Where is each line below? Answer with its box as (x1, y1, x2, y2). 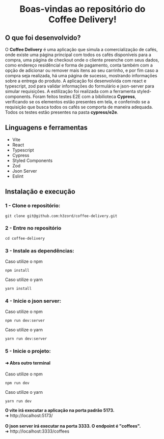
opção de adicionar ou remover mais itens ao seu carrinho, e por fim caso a (5, 67, 159, 73)
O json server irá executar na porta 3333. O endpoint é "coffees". (5, 423, 141, 429)
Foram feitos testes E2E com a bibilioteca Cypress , (32, 94, 137, 99)
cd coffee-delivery (5, 236, 45, 241)
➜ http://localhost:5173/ (5, 412, 53, 418)
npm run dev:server (5, 318, 45, 323)
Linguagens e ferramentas (5, 124, 88, 132)
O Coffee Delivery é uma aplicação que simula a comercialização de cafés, (5, 47, 158, 52)
